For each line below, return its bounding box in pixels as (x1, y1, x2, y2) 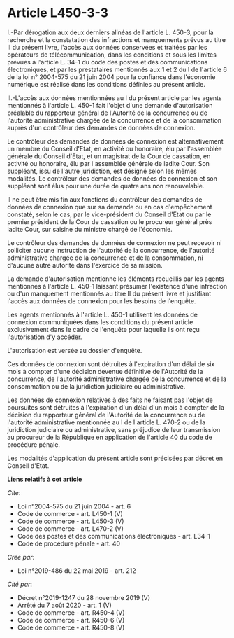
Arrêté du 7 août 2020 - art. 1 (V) (17, 601, 112, 609)
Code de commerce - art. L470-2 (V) (17, 524, 124, 533)
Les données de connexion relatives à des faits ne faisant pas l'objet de (7, 396, 213, 404)
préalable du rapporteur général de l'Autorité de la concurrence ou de (7, 109, 208, 117)
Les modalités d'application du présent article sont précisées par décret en (7, 454, 224, 462)
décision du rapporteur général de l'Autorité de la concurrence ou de (7, 410, 205, 419)
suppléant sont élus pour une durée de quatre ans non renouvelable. (7, 181, 205, 190)
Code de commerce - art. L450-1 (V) (17, 509, 124, 518)
